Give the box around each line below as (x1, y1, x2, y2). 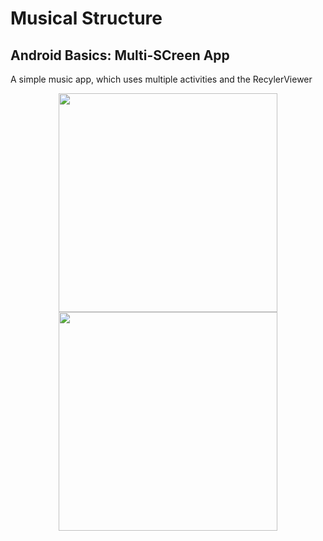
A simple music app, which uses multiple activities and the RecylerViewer (10, 73, 313, 85)
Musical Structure (10, 7, 163, 30)
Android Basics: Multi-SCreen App (10, 47, 230, 64)
